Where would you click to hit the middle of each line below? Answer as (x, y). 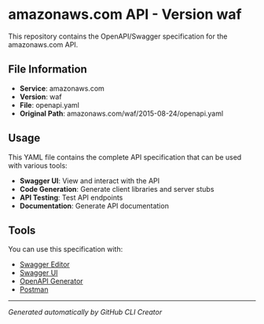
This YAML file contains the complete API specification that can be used (125, 157)
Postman (34, 289)
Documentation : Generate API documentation (94, 205)
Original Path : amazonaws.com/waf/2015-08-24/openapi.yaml (121, 113)
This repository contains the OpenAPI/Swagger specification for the (118, 36)
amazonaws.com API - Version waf (125, 15)
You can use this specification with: (66, 249)
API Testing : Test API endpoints (71, 197)
